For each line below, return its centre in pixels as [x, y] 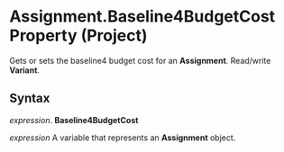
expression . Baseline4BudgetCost [74, 120]
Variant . [25, 70]
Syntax [30, 98]
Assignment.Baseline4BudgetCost [142, 17]
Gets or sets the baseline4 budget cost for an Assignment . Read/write [140, 60]
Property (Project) [78, 36]
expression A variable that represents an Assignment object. [123, 138]
